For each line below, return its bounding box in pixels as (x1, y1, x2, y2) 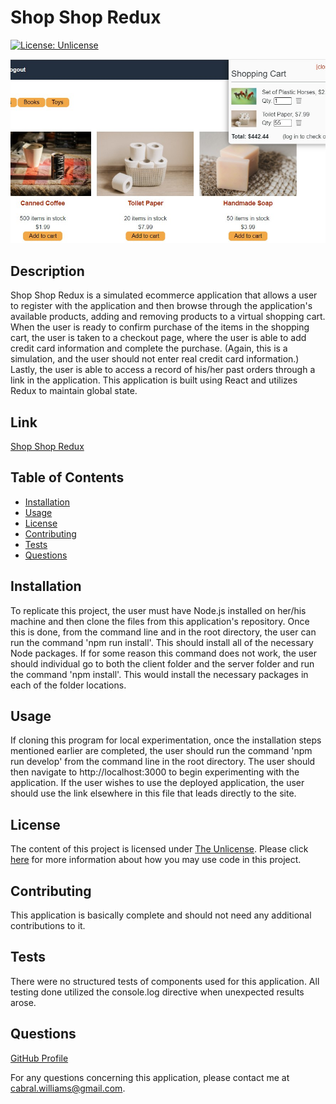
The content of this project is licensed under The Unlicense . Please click (10, 843, 309, 855)
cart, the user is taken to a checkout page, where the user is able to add (10, 332, 307, 344)
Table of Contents (10, 469, 125, 486)
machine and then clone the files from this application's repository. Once (10, 615, 310, 627)
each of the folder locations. (10, 679, 127, 691)
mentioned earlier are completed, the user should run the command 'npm (10, 745, 313, 757)
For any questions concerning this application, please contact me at (10, 1071, 290, 1083)
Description (10, 262, 85, 280)
